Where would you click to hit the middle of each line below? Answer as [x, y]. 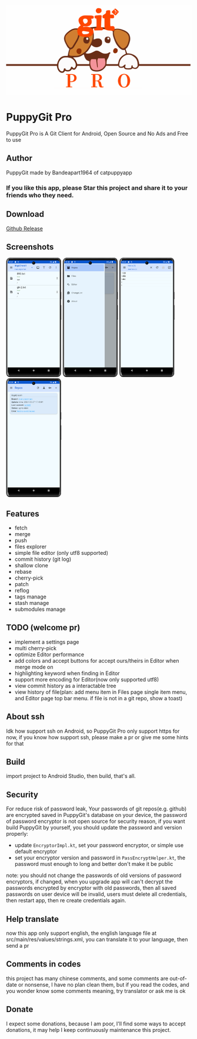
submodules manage [40, 609]
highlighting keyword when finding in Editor [67, 673]
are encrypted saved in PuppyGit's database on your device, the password [96, 815]
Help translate [32, 919]
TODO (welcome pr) [43, 628]
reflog [22, 590]
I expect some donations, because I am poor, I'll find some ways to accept [96, 1024]
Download [25, 214]
